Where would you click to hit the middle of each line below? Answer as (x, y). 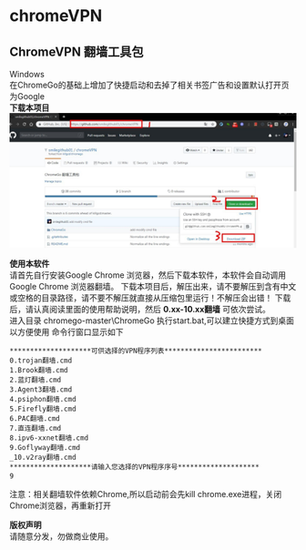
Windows (27, 74)
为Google (27, 96)
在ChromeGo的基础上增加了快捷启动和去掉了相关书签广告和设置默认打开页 (149, 85)
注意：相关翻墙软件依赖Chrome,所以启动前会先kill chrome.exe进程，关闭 (146, 494)
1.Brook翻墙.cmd (39, 371)
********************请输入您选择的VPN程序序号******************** (134, 467)
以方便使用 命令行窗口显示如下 (66, 332)
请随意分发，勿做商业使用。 (61, 536)
